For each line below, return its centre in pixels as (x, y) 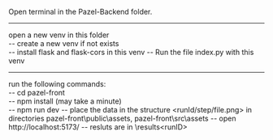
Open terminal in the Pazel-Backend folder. (80, 12)
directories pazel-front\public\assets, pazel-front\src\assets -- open (122, 118)
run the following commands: (57, 84)
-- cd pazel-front (37, 93)
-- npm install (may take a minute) (65, 101)
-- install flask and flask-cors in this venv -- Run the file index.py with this (131, 52)
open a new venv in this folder (59, 35)
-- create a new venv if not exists (64, 43)
